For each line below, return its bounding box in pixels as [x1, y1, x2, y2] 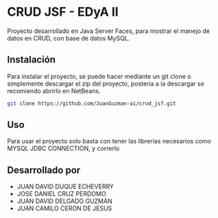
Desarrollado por [7, 164, 81, 175]
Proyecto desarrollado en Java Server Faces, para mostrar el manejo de [7, 27, 210, 35]
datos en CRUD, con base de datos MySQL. [7, 34, 130, 42]
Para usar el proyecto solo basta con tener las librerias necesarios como [7, 137, 211, 145]
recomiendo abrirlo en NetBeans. [7, 86, 101, 95]
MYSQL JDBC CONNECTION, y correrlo [7, 145, 120, 153]
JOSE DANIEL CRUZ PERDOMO [16, 190, 106, 198]
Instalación [7, 54, 56, 66]
